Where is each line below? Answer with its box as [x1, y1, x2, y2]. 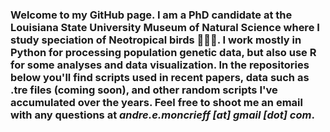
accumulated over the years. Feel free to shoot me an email [10, 95, 303, 109]
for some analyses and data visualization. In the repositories [10, 58, 310, 72]
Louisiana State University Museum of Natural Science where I [10, 20, 320, 34]
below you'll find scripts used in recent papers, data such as [10, 70, 310, 84]
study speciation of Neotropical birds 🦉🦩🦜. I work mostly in [10, 33, 302, 47]
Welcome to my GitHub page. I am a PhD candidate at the [10, 8, 293, 22]
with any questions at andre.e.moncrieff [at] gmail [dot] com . [10, 108, 315, 122]
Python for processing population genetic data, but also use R [10, 45, 317, 59]
